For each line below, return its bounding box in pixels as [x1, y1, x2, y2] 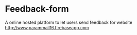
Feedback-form [5, 3, 69, 15]
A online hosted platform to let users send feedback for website [5, 19, 133, 25]
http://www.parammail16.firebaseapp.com [5, 24, 89, 30]
